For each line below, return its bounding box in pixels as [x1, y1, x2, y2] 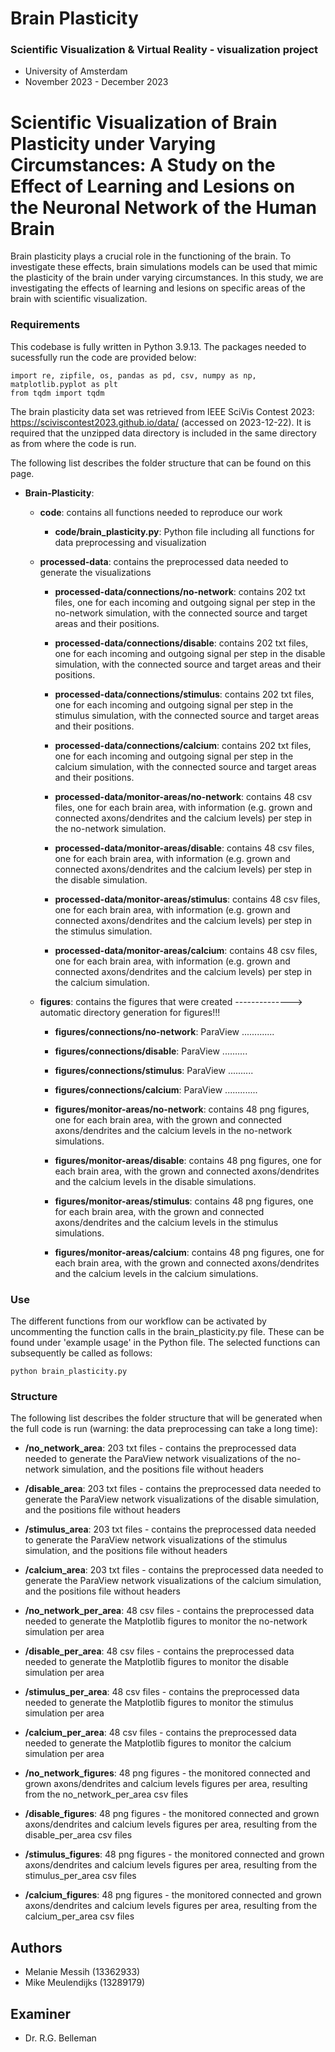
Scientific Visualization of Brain [10, 111, 278, 134]
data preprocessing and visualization [54, 536, 207, 548]
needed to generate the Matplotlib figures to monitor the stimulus [24, 1697, 294, 1709]
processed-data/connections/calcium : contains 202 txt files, [54, 739, 312, 751]
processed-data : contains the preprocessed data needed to [39, 555, 289, 567]
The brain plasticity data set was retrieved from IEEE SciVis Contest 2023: [10, 405, 315, 417]
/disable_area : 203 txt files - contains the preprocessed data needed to [24, 1483, 322, 1495]
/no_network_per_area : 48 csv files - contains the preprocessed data [24, 1605, 315, 1617]
